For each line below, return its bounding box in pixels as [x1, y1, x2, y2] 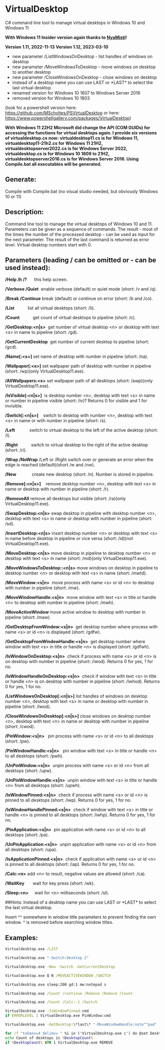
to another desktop [12, 69, 51, 75]
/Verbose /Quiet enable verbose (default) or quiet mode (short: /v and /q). [5, 286, 157, 292]
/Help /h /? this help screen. [5, 276, 68, 283]
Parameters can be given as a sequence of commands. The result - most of [5, 226, 158, 232]
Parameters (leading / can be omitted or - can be [5, 256, 156, 264]
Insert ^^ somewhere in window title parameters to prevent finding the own [5, 914, 156, 920]
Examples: [5, 934, 38, 942]
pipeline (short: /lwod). [5, 703, 51, 710]
